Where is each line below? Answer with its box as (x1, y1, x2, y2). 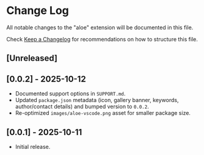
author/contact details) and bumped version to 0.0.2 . (15, 103, 150, 110)
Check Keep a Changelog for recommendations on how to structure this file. (6, 35, 199, 43)
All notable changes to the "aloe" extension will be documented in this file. (6, 24, 194, 31)
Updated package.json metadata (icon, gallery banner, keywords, (15, 97, 179, 104)
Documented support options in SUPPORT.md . (15, 90, 126, 97)
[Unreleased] (6, 53, 58, 64)
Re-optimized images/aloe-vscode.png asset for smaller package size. (15, 109, 191, 117)
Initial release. (15, 143, 51, 150)
